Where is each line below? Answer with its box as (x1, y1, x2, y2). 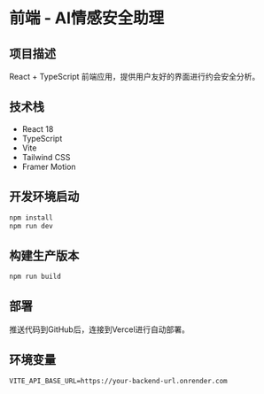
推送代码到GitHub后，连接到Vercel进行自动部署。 (9, 324, 190, 335)
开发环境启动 (9, 189, 80, 205)
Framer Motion (21, 161, 77, 172)
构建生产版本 (9, 248, 80, 263)
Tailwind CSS (21, 151, 71, 162)
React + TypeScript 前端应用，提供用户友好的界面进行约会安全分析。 (9, 72, 260, 81)
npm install (9, 213, 53, 222)
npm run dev (9, 221, 53, 230)
